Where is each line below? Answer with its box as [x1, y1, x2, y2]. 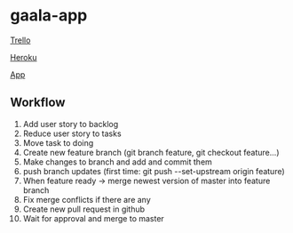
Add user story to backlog [22, 118, 119, 129]
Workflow [10, 95, 66, 110]
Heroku [10, 52, 37, 62]
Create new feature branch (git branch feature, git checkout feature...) [22, 147, 280, 157]
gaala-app [10, 5, 88, 26]
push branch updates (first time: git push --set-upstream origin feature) [22, 165, 285, 176]
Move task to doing [22, 137, 94, 148]
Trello [10, 35, 31, 45]
